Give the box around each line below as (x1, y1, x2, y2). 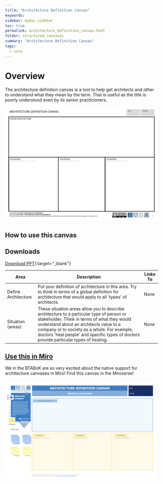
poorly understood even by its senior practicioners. (5, 97, 108, 103)
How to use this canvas (5, 231, 77, 239)
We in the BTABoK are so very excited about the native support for (5, 365, 137, 371)
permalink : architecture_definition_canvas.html (5, 28, 105, 34)
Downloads (5, 248, 40, 256)
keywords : (5, 13, 25, 18)
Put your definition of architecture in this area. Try (38, 284, 137, 289)
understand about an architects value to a (38, 321, 121, 327)
